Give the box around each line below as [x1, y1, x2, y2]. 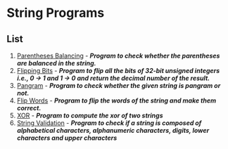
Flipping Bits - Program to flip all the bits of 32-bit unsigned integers [16, 67, 220, 74]
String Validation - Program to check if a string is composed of [16, 119, 202, 127]
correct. [16, 104, 42, 112]
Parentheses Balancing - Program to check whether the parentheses [16, 51, 220, 60]
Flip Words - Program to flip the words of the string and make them [16, 96, 216, 105]
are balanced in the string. [16, 59, 96, 67]
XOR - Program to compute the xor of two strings [16, 111, 163, 119]
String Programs [6, 5, 105, 21]
